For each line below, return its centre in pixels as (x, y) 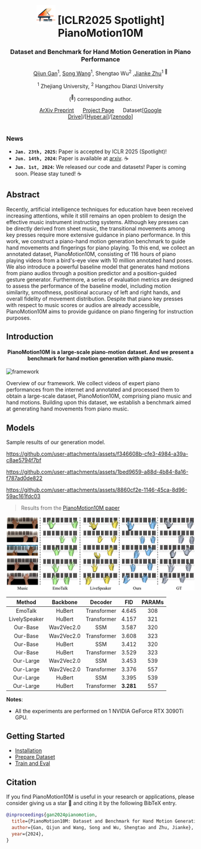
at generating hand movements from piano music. (68, 409)
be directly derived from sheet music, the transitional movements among (96, 228)
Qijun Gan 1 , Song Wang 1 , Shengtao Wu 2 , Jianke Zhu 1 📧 (100, 73)
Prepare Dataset (35, 757)
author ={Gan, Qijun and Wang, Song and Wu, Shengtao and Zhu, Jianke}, (103, 827)
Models (20, 428)
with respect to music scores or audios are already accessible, (83, 305)
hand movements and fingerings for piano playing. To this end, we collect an (100, 248)
